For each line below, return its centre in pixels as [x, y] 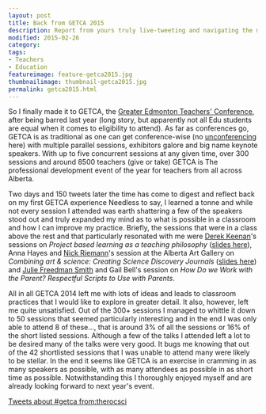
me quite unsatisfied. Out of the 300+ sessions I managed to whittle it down [132, 310]
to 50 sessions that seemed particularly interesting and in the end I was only [133, 319]
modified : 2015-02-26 [44, 38]
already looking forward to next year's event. [81, 386]
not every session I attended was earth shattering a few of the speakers [125, 211]
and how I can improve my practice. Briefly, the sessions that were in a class [133, 228]
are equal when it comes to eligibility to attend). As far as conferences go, [129, 128]
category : [25, 45]
